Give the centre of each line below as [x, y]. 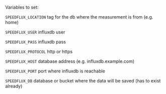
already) [14, 86]
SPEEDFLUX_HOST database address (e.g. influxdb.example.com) [70, 61]
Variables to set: [22, 7]
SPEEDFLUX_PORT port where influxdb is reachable [55, 71]
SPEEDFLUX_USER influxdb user [35, 32]
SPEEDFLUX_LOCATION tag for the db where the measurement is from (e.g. [79, 17]
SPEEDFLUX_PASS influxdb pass [36, 42]
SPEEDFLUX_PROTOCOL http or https [39, 52]
